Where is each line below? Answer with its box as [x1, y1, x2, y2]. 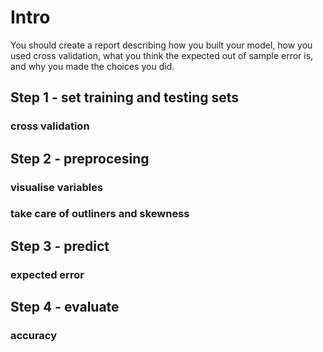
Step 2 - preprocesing [10, 150, 150, 167]
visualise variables [10, 180, 104, 194]
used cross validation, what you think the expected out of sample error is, [10, 49, 314, 61]
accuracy [10, 329, 58, 343]
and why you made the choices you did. [10, 60, 175, 72]
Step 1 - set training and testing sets [10, 89, 240, 106]
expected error [10, 267, 85, 281]
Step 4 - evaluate [10, 299, 120, 316]
